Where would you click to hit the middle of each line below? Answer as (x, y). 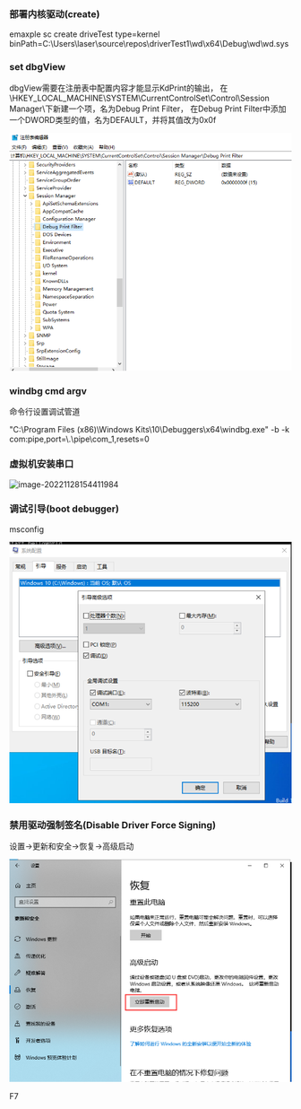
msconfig (27, 529)
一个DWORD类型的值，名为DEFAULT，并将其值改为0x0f (113, 119)
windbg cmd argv (48, 390)
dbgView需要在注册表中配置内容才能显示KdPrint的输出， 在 (119, 88)
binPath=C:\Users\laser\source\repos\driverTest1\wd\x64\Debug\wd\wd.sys (149, 44)
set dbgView (37, 67)
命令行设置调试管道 (45, 412)
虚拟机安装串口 (42, 464)
